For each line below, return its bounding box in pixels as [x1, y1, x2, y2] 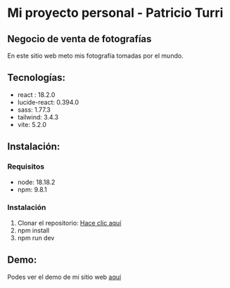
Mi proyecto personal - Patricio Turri [7, 5, 224, 21]
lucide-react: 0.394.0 [17, 98, 79, 106]
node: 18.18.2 [17, 178, 56, 186]
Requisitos [7, 162, 44, 171]
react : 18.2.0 [17, 90, 56, 99]
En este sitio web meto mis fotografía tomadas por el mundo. [7, 51, 184, 60]
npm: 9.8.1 [17, 185, 47, 194]
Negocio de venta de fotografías [7, 33, 152, 45]
